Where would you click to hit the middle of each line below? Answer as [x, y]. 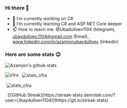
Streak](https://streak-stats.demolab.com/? [71, 95]
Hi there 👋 [17, 8]
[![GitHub [17, 95]
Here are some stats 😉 [33, 55]
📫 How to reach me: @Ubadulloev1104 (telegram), [64, 30]
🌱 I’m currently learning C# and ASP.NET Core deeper [67, 24]
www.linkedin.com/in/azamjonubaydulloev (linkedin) [65, 42]
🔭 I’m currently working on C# [42, 19]
